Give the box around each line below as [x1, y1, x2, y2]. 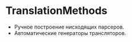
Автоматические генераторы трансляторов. [14, 29, 127, 36]
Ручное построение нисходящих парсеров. [14, 23, 125, 30]
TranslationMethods [5, 4, 108, 17]
